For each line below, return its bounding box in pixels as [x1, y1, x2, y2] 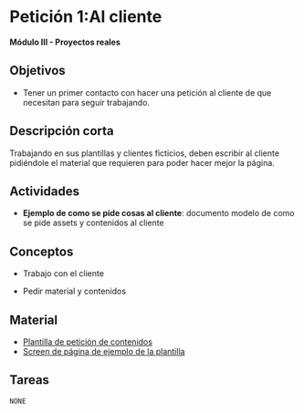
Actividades [9, 183, 80, 199]
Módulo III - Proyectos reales [9, 36, 121, 47]
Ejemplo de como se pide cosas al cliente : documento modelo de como [22, 208, 295, 219]
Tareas [9, 372, 50, 388]
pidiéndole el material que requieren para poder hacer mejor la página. [9, 157, 276, 168]
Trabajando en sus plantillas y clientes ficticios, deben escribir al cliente [9, 148, 280, 159]
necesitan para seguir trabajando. [22, 97, 151, 108]
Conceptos [9, 243, 74, 259]
